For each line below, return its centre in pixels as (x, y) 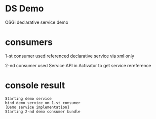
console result (35, 86)
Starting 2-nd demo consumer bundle (43, 112)
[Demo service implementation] (37, 107)
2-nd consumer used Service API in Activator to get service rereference (78, 65)
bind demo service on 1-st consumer (43, 103)
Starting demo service (28, 99)
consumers (29, 42)
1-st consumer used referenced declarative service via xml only (70, 56)
